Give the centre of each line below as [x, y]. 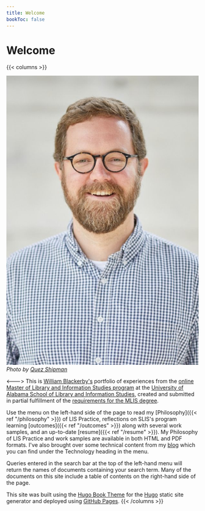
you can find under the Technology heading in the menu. [78, 452]
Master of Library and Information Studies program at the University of [95, 388]
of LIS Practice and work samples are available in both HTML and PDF [94, 439]
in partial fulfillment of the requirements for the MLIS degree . [83, 401]
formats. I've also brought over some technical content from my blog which [101, 445]
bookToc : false [26, 19]
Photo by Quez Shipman [37, 369]
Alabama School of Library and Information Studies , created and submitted [100, 394]
